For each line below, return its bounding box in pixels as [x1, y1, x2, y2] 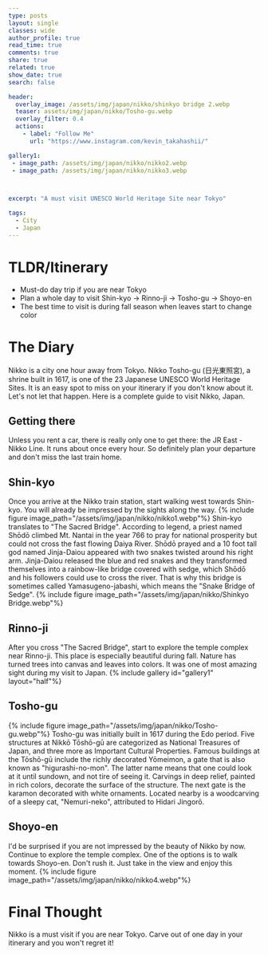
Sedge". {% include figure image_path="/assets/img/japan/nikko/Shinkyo [8, 590, 250, 599]
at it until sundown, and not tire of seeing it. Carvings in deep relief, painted [8, 771, 255, 781]
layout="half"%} [8, 677, 62, 686]
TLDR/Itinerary [8, 258, 109, 276]
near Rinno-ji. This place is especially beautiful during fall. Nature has [8, 651, 237, 661]
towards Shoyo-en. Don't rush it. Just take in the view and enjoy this [8, 858, 233, 867]
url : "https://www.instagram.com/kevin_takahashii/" [29, 137, 209, 145]
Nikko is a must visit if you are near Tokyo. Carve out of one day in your [8, 929, 243, 939]
